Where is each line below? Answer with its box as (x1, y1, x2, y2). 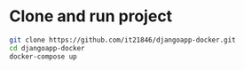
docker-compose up (9, 51, 77, 61)
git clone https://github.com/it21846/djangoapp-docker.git (9, 35, 237, 44)
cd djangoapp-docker (9, 43, 86, 52)
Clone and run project (9, 6, 173, 27)
